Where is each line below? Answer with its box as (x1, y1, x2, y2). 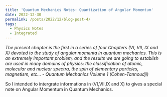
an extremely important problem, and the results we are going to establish (5, 55, 159, 61)
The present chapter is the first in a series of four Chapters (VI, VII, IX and (5, 45, 158, 50)
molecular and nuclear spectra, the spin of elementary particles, (5, 66, 139, 72)
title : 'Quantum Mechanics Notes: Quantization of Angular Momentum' (5, 7, 154, 13)
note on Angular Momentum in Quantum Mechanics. (5, 86, 113, 92)
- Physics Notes (10, 26, 44, 31)
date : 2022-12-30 (5, 12, 42, 17)
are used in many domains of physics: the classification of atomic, (5, 61, 143, 66)
